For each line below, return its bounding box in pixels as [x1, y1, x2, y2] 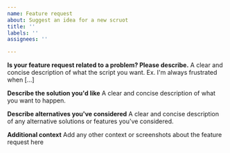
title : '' [7, 23, 36, 30]
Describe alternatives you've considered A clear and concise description [7, 110, 220, 118]
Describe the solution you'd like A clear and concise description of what [7, 89, 216, 98]
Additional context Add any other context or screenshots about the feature [7, 131, 222, 139]
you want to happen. [7, 96, 66, 105]
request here [7, 138, 44, 146]
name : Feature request [7, 10, 73, 17]
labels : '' [7, 29, 39, 37]
